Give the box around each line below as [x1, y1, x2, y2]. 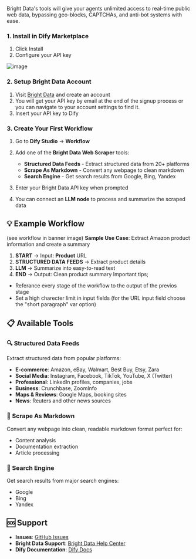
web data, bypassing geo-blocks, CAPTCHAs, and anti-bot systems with [6, 11, 183, 18]
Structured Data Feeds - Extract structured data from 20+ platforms [23, 160, 190, 167]
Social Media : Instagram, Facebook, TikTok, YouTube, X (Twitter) [15, 372, 173, 380]
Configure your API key [15, 52, 72, 59]
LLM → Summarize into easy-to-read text [15, 264, 116, 272]
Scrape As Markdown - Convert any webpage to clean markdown [23, 167, 184, 174]
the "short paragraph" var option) [15, 300, 96, 307]
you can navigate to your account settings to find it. [15, 103, 140, 110]
